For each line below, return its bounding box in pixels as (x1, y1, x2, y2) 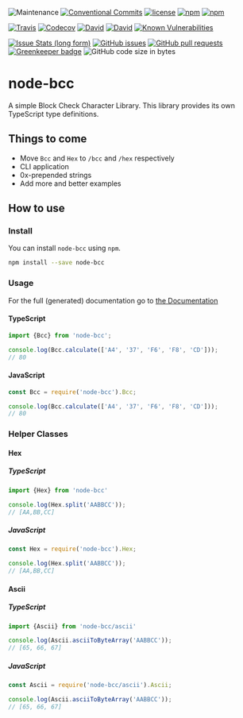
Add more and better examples (19, 179, 121, 188)
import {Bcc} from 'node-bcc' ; (8, 331, 112, 339)
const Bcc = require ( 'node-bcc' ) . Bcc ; (8, 388, 137, 396)
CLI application (19, 161, 70, 171)
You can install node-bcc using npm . (8, 243, 121, 253)
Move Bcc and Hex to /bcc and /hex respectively (19, 153, 175, 163)
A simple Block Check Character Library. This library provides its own (8, 100, 236, 110)
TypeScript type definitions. (8, 109, 99, 118)
